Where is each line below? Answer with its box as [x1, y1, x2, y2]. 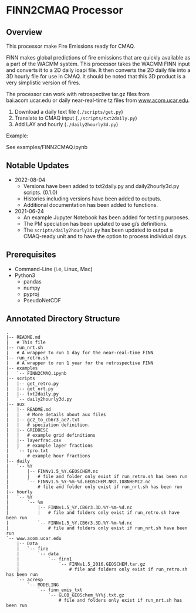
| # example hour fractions [6, 453, 91, 459]
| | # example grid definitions [6, 433, 96, 439]
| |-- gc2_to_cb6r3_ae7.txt [6, 417, 80, 423]
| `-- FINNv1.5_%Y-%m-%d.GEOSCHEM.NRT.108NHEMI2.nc [6, 479, 151, 485]
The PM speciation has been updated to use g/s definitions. [23, 220, 168, 227]
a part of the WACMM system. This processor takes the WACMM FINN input [6, 60, 190, 67]
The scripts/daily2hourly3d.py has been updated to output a [23, 226, 173, 233]
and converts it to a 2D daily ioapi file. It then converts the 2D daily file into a [6, 67, 191, 74]
